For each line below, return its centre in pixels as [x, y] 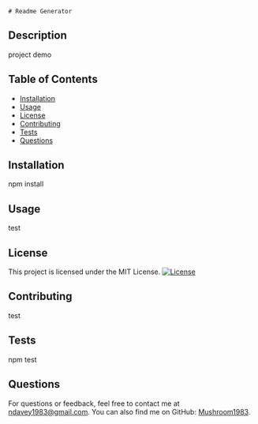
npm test [22, 359]
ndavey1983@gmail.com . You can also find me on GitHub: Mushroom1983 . [129, 411]
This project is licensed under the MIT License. [84, 272]
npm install [26, 184]
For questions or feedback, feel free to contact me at [94, 403]
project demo [30, 54]
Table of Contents [53, 79]
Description [37, 36]
